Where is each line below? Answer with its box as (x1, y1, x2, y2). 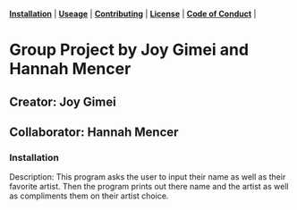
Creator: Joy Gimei (9, 94, 116, 109)
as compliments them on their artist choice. (9, 190, 169, 201)
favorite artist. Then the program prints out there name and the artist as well (9, 181, 289, 192)
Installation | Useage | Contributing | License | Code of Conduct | (9, 9, 257, 19)
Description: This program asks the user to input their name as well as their (9, 172, 286, 182)
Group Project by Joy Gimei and (9, 40, 249, 60)
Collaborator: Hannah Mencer (9, 124, 179, 139)
